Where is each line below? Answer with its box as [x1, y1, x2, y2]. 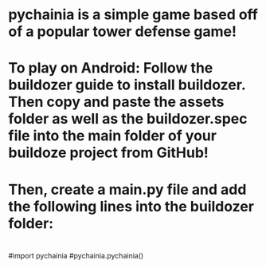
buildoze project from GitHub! [8, 144, 209, 162]
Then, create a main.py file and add [8, 180, 247, 199]
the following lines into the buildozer [8, 197, 255, 215]
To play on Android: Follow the [8, 59, 213, 77]
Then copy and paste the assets [8, 93, 225, 111]
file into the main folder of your [8, 127, 217, 145]
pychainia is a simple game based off [8, 6, 259, 24]
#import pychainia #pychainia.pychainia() [8, 250, 144, 260]
